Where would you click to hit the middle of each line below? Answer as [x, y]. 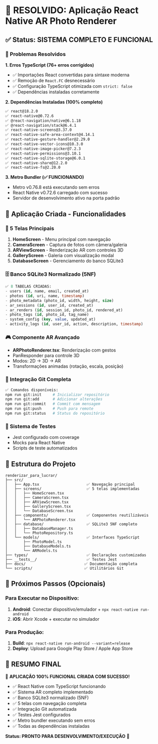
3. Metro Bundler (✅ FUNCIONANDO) [45, 177]
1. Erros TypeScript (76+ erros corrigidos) [50, 65]
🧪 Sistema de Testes [31, 426]
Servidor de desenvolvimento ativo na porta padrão [66, 198]
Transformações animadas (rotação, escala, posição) [68, 366]
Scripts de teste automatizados [45, 448]
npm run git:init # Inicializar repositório [57, 394]
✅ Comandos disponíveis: [32, 390]
